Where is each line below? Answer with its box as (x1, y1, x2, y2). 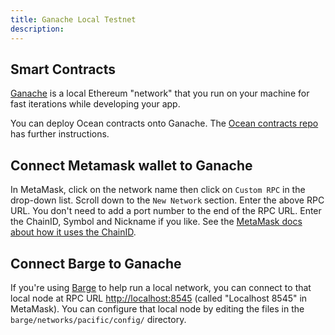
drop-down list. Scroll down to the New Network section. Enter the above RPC (10, 194, 325, 206)
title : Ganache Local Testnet (10, 14, 137, 25)
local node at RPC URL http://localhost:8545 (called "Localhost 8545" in (10, 292, 308, 304)
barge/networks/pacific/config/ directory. (10, 313, 187, 325)
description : (10, 24, 65, 34)
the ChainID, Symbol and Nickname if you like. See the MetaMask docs (10, 216, 303, 228)
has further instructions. (10, 128, 110, 140)
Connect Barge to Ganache (10, 255, 182, 272)
